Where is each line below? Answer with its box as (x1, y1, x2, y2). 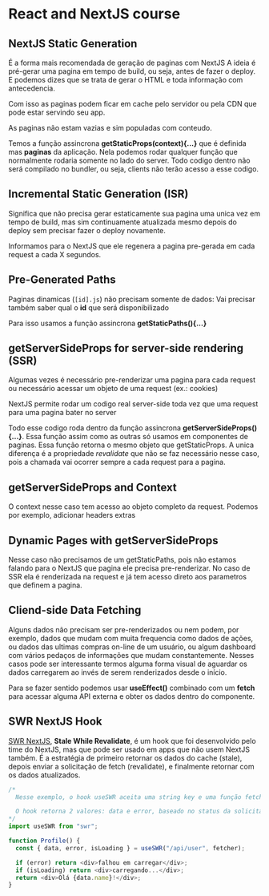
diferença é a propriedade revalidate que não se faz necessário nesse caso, (8, 449, 260, 458)
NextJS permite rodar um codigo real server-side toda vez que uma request (8, 399, 259, 409)
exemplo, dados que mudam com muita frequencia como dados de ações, (8, 633, 254, 643)
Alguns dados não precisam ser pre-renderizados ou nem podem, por (8, 624, 239, 634)
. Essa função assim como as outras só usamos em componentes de (22, 432, 248, 442)
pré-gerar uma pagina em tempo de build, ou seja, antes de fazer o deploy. (8, 67, 256, 76)
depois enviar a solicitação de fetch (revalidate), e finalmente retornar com (8, 761, 255, 771)
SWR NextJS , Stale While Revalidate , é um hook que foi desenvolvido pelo (8, 736, 256, 745)
